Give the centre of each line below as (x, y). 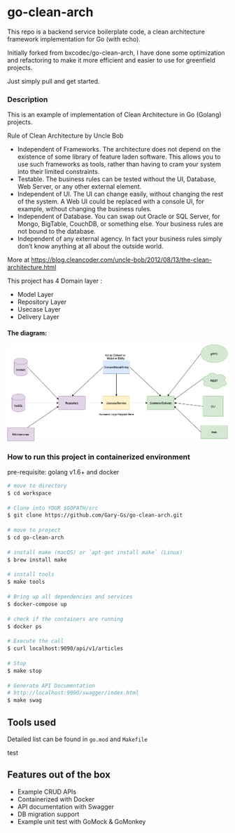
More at (19, 260)
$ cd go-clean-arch (36, 538)
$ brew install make (37, 560)
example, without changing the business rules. (84, 209)
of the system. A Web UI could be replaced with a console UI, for (111, 201)
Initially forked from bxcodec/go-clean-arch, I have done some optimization (116, 53)
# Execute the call (36, 641)
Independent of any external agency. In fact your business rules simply (120, 239)
